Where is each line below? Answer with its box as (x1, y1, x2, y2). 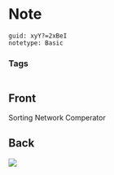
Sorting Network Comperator (8, 113, 106, 123)
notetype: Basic (8, 38, 64, 47)
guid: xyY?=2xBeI (8, 32, 68, 40)
